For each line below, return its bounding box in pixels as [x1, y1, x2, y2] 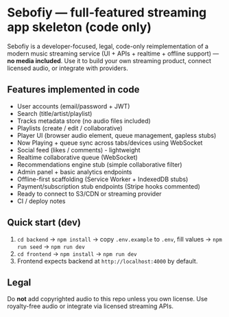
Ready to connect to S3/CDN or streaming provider [16, 189, 162, 198]
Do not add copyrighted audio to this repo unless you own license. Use [7, 295, 208, 303]
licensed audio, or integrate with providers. [7, 64, 128, 72]
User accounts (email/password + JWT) [16, 102, 130, 110]
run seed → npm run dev [16, 242, 86, 250]
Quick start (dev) [7, 217, 81, 228]
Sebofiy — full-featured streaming [7, 5, 207, 21]
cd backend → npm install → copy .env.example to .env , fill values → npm [16, 235, 223, 243]
